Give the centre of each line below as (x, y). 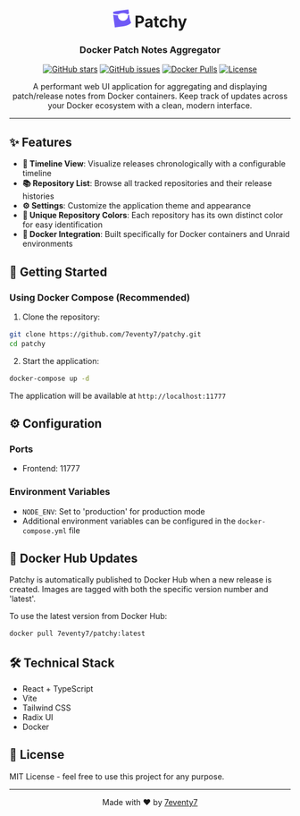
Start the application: (61, 361)
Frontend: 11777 (51, 469)
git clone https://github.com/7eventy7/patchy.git (105, 334)
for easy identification (62, 225)
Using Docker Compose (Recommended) (100, 297)
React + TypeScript (58, 689)
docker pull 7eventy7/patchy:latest (77, 634)
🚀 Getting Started (58, 272)
